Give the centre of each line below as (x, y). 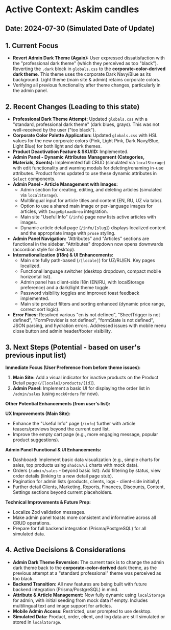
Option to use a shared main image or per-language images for (87, 206)
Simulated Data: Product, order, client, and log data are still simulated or (89, 616)
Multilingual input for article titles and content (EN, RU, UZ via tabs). (91, 201)
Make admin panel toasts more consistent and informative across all (84, 517)
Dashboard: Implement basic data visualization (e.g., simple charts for (86, 460)
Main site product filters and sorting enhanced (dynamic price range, (93, 304)
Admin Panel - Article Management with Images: (65, 184)
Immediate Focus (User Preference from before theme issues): (73, 367)
